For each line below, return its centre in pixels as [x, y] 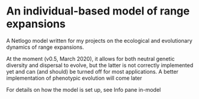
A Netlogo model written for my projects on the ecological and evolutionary [99, 40]
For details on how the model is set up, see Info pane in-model [84, 89]
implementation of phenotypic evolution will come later [74, 78]
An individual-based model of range [98, 11]
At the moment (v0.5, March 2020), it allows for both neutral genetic [91, 59]
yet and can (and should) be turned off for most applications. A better [92, 71]
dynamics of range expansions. [45, 47]
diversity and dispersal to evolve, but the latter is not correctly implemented [100, 65]
